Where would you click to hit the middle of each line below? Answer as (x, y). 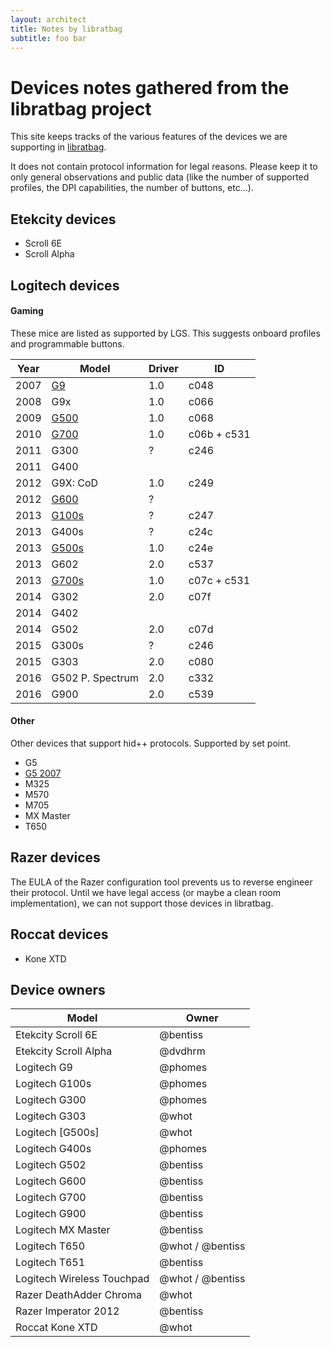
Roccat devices (59, 934)
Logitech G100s (53, 1084)
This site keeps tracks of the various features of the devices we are (149, 137)
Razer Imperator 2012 (67, 1311)
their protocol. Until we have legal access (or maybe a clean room (145, 892)
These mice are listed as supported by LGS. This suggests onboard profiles (165, 333)
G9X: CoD (75, 483)
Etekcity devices (63, 219)
